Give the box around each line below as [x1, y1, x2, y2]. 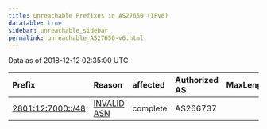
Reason [93, 80, 123, 91]
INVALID [93, 98, 125, 109]
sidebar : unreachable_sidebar [8, 26, 109, 34]
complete [132, 103, 168, 114]
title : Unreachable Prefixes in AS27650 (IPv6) [8, 11, 169, 20]
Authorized [174, 75, 219, 86]
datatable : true [8, 19, 62, 27]
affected [132, 80, 165, 91]
